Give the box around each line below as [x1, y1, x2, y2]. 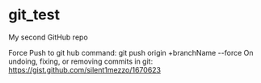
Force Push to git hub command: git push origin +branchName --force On [8, 48, 254, 57]
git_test [8, 6, 61, 24]
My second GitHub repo [8, 32, 89, 42]
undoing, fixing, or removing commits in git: [8, 56, 154, 66]
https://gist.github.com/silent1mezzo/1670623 [8, 64, 162, 74]
